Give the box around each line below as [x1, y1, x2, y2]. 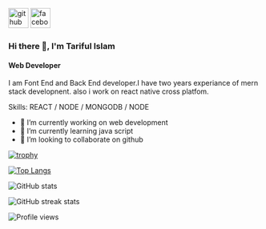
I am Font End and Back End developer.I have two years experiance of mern [8, 78, 259, 88]
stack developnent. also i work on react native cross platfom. [8, 86, 210, 96]
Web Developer [8, 60, 62, 70]
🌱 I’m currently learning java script [19, 127, 134, 136]
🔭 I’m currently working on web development [19, 118, 168, 127]
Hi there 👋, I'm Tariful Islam [8, 40, 115, 51]
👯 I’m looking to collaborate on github [19, 135, 144, 144]
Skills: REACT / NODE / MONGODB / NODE [8, 102, 150, 112]
